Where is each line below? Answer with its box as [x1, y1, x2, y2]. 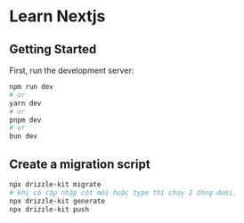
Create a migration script [9, 156, 150, 171]
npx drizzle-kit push [9, 204, 90, 214]
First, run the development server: [9, 65, 134, 76]
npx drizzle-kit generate [9, 196, 105, 205]
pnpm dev [9, 115, 42, 124]
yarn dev [9, 99, 42, 108]
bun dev [9, 131, 38, 141]
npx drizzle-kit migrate [9, 179, 102, 188]
